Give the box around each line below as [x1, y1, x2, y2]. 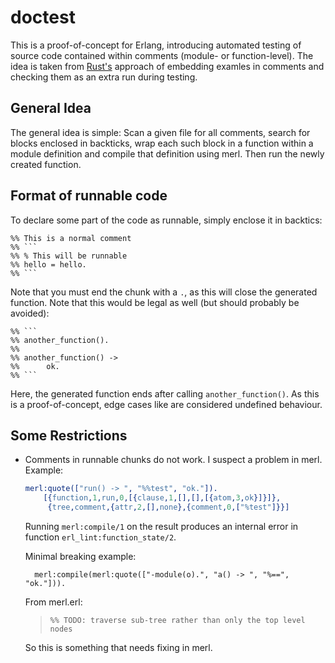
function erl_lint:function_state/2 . [24, 531, 177, 543]
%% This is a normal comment [10, 233, 132, 243]
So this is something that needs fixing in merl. [24, 642, 213, 653]
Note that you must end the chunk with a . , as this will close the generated [10, 286, 318, 298]
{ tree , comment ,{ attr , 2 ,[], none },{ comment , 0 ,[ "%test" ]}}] [47, 502, 290, 513]
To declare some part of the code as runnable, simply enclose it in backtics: [10, 214, 323, 226]
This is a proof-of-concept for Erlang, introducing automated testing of [10, 39, 302, 51]
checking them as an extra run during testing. [10, 71, 198, 83]
